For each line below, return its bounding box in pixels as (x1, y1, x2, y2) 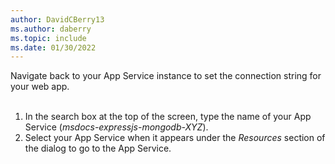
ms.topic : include (10, 33, 87, 43)
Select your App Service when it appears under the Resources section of (24, 132, 326, 144)
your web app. (10, 81, 70, 93)
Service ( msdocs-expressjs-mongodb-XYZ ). (24, 121, 209, 133)
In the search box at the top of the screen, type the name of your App (24, 111, 312, 123)
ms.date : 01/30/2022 (10, 42, 97, 53)
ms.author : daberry (10, 24, 92, 34)
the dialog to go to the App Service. (24, 142, 172, 155)
